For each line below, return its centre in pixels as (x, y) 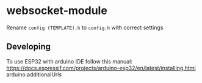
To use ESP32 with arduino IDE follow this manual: (70, 61)
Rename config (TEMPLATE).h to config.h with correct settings (85, 27)
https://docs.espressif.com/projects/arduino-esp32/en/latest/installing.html (101, 68)
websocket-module (57, 11)
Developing (28, 47)
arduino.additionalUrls (34, 74)
